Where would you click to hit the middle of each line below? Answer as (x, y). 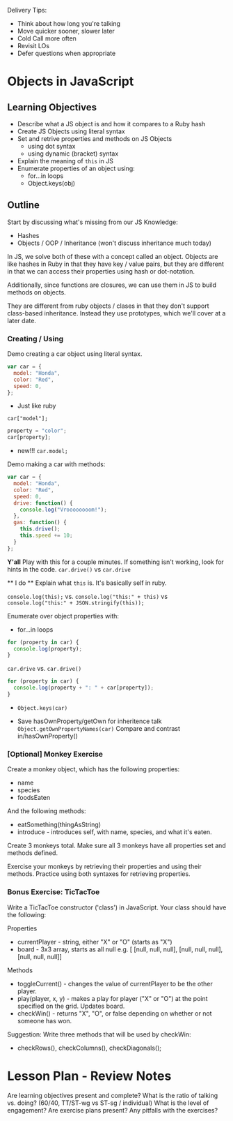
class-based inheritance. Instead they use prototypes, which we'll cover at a (116, 313)
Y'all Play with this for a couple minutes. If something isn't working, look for (115, 562)
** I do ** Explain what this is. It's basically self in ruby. (87, 583)
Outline (23, 205)
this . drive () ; (40, 529)
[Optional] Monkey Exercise (55, 754)
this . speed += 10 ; (46, 536)
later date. (22, 320)
